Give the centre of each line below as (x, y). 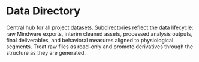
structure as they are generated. (46, 52)
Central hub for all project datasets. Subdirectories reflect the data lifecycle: (100, 27)
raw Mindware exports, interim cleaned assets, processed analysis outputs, (99, 33)
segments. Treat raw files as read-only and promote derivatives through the (100, 46)
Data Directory (43, 11)
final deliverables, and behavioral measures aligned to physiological (90, 40)
